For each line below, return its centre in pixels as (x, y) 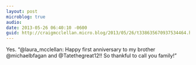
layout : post (22, 11)
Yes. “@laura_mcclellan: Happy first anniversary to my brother (81, 49)
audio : (14, 22)
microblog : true (26, 17)
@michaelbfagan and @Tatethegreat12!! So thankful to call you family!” (91, 56)
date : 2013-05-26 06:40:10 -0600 (47, 28)
